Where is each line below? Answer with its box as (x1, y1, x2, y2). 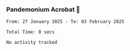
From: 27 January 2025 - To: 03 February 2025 (6, 19, 125, 25)
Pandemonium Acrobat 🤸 (6, 5, 81, 14)
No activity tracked (6, 40, 58, 46)
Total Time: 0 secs (6, 29, 55, 35)
